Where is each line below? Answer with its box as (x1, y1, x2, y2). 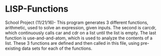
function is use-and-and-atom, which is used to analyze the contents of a (5, 35, 153, 41)
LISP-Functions (5, 3, 69, 15)
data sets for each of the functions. (21, 45, 92, 51)
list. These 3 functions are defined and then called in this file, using (5, 40, 140, 46)
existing (5, 45, 21, 51)
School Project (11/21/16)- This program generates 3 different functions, (5, 19, 148, 25)
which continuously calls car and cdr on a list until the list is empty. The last (5, 30, 157, 36)
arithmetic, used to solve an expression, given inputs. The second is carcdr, (5, 24, 157, 30)
